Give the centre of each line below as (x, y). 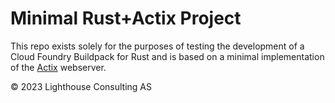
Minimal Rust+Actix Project (126, 18)
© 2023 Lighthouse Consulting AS (81, 86)
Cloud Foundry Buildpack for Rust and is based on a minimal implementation (167, 56)
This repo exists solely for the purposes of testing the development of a (157, 46)
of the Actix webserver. (58, 67)
